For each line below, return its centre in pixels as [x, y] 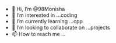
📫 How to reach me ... [38, 34]
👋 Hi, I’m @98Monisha [38, 9]
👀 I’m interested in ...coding [44, 15]
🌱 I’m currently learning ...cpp [47, 21]
